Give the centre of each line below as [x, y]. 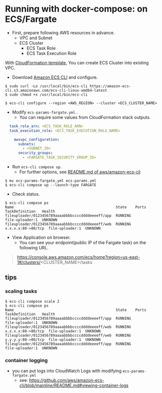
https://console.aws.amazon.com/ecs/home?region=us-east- [78, 257]
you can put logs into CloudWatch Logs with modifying [67, 371]
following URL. [34, 248]
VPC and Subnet [36, 38]
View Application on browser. [41, 237]
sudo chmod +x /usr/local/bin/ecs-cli [49, 95]
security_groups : [35, 153]
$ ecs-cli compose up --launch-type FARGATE [51, 185]
